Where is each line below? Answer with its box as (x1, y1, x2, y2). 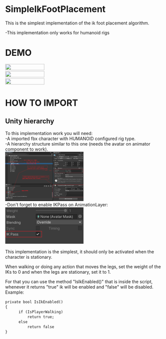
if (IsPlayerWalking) (18, 309, 64, 315)
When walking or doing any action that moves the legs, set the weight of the (5, 263, 161, 270)
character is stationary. (5, 254, 52, 260)
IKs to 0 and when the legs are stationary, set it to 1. (5, 269, 111, 275)
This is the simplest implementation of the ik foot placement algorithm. (5, 20, 150, 26)
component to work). (5, 146, 48, 152)
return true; (27, 314, 55, 320)
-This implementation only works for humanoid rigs (5, 29, 110, 35)
